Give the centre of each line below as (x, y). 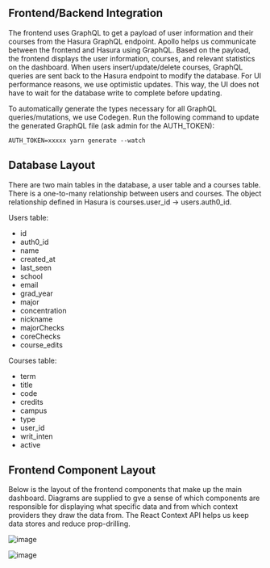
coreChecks (40, 336)
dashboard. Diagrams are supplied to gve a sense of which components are (134, 498)
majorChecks (42, 327)
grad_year (37, 293)
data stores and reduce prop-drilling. (69, 524)
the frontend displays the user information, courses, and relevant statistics (132, 58)
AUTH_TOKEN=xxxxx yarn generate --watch (77, 141)
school (31, 276)
